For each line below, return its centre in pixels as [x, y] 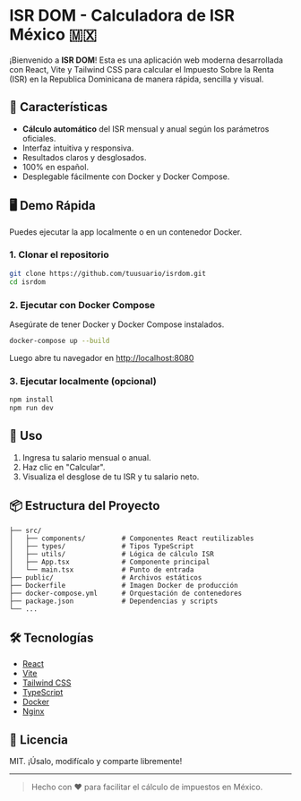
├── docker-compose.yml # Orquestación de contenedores [126, 594]
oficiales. [39, 138]
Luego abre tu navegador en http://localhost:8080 [102, 357]
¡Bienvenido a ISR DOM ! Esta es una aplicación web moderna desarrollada [146, 60]
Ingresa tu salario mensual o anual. [86, 457]
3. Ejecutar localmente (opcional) [83, 381]
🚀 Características [59, 107]
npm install [31, 400]
